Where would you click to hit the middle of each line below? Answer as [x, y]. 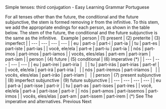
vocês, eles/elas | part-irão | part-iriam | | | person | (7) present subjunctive [83, 75]
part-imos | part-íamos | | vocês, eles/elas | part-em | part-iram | [84, 54]
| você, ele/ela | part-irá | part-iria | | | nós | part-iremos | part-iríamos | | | [83, 70]
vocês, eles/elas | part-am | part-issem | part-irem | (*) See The [88, 96]
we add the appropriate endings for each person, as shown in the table [78, 27]
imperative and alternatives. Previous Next [48, 101]
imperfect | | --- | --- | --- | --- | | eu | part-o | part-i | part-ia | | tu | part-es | [83, 43]
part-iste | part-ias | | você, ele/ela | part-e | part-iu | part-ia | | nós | [74, 49]
